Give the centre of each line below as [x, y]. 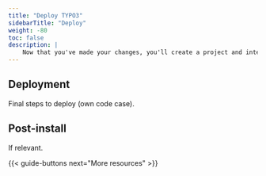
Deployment [39, 84]
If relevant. [26, 147]
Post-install [38, 129]
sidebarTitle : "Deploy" [47, 23]
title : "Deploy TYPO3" [46, 15]
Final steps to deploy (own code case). [71, 103]
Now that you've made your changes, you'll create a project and [133, 52]
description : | [33, 45]
